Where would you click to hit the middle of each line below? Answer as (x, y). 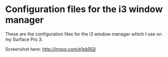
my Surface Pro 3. (24, 39)
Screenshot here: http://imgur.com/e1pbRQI (51, 49)
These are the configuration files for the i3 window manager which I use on (83, 34)
